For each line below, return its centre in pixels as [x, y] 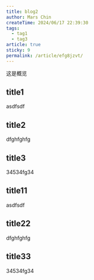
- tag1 [20, 34]
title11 [17, 191]
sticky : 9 [18, 50]
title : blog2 [22, 12]
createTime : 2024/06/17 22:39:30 [47, 22]
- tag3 [20, 39]
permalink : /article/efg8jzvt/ [45, 56]
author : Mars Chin [29, 17]
